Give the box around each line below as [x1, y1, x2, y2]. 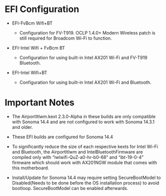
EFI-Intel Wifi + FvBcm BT [12, 45, 66, 51]
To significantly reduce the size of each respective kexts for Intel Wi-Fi [12, 143, 158, 149]
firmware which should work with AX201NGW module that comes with [12, 159, 157, 165]
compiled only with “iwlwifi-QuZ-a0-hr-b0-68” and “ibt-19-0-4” [12, 154, 144, 160]
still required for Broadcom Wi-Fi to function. [19, 35, 112, 41]
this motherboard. [12, 164, 50, 171]
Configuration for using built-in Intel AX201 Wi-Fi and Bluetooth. [19, 79, 151, 85]
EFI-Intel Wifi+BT [12, 69, 48, 76]
